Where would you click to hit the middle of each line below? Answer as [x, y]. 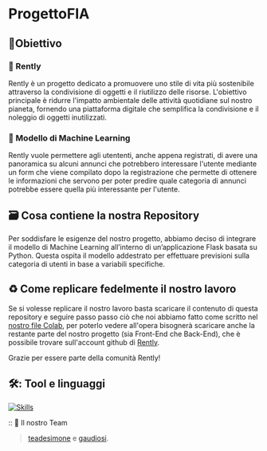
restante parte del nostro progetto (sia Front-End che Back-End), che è [124, 334]
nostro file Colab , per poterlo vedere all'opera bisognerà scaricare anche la [132, 325]
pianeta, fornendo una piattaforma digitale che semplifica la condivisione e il [133, 109]
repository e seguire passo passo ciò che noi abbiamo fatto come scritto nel [133, 317]
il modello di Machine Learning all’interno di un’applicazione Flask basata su [133, 247]
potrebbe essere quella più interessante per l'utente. [94, 189]
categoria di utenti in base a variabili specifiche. [87, 263]
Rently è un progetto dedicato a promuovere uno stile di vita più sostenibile [132, 83]
